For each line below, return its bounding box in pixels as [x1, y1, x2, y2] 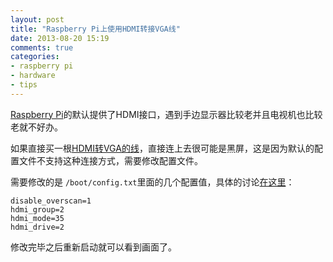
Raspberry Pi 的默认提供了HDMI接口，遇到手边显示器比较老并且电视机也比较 [10, 108, 323, 120]
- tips [10, 80, 38, 90]
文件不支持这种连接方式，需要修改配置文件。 [18, 154, 203, 166]
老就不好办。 [10, 121, 63, 133]
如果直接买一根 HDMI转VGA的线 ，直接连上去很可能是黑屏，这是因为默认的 [10, 142, 315, 154]
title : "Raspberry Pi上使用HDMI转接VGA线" [10, 24, 181, 34]
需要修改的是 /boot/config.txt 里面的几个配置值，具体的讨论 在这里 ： [10, 176, 295, 188]
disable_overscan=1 [10, 196, 92, 206]
